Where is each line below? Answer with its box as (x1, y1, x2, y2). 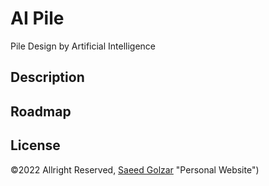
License (10, 137, 61, 154)
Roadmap (10, 103, 72, 120)
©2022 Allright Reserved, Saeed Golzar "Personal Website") (10, 163, 260, 176)
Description (10, 69, 85, 86)
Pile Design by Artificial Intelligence (10, 40, 157, 52)
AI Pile (10, 7, 65, 30)
